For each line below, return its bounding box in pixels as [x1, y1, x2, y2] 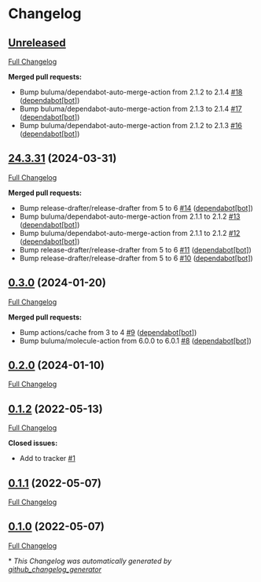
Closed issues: [8, 438, 58, 448]
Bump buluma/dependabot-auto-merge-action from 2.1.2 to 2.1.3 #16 [19, 121, 242, 130]
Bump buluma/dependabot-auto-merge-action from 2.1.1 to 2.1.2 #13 [19, 212, 241, 221]
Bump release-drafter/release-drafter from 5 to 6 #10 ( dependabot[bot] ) [19, 253, 253, 263]
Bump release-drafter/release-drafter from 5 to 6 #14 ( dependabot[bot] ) [19, 203, 254, 212]
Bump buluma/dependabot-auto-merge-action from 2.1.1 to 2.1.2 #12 [19, 228, 241, 238]
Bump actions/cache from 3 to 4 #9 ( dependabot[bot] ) [19, 327, 197, 337]
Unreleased [8, 36, 67, 50]
